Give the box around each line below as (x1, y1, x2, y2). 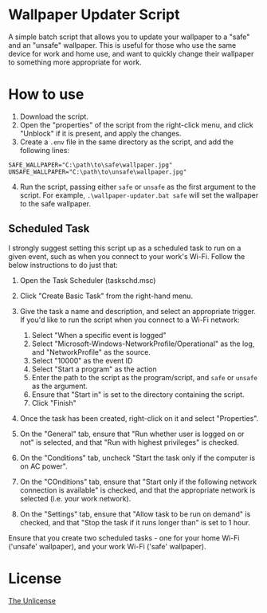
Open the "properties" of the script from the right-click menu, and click (19, 120, 253, 129)
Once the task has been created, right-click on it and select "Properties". (19, 413, 259, 423)
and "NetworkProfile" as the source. (31, 347, 151, 356)
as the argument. (31, 381, 88, 391)
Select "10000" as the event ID (31, 356, 133, 365)
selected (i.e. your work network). (19, 493, 132, 503)
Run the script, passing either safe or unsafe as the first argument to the (19, 182, 257, 191)
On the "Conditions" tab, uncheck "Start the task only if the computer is (19, 453, 256, 462)
